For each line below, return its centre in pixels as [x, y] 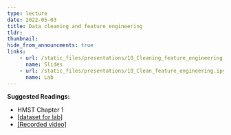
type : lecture [27, 13]
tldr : [15, 33]
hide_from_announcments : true [51, 45]
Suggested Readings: [38, 97]
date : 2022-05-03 [32, 20]
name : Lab [39, 77]
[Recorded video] [42, 125]
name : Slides [44, 64]
